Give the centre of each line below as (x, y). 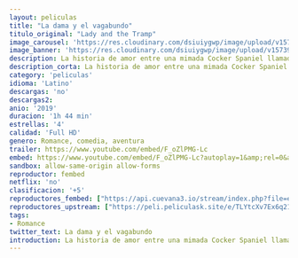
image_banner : (35, 51)
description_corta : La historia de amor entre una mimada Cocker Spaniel (149, 67)
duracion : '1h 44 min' (51, 116)
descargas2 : (31, 100)
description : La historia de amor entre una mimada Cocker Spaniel (137, 59)
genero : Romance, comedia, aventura (77, 141)
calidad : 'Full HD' (45, 133)
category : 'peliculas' (51, 75)
